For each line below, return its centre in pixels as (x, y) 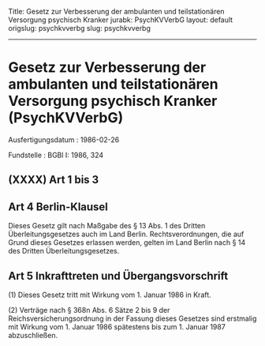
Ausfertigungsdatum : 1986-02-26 (64, 139)
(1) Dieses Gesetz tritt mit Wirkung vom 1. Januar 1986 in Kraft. (110, 295)
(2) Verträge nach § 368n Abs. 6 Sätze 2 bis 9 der (89, 310)
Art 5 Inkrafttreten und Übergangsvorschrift (118, 276)
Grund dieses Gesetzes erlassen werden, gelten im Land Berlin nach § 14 (127, 243)
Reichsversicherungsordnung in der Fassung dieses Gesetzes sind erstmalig (132, 318)
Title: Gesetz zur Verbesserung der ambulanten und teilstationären (116, 11)
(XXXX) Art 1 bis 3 (54, 180)
